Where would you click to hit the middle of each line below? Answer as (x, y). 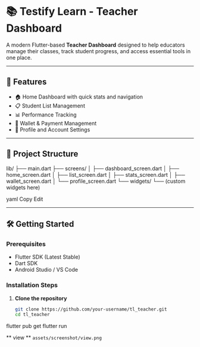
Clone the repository (41, 298)
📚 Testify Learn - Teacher (72, 12)
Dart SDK (26, 263)
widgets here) (23, 187)
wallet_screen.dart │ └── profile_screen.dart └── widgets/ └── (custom (96, 181)
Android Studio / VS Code (46, 270)
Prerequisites (26, 244)
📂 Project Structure (42, 154)
